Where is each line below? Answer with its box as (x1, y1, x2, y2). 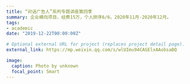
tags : (6, 20, 20, 25)
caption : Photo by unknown (11, 63, 79, 69)
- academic (6, 25, 33, 31)
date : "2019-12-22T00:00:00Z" (6, 31, 82, 37)
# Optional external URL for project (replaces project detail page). (6, 41, 185, 47)
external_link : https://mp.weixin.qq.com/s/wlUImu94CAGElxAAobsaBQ (6, 47, 177, 53)
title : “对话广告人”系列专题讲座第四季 (6, 8, 92, 15)
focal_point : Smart (11, 69, 60, 75)
